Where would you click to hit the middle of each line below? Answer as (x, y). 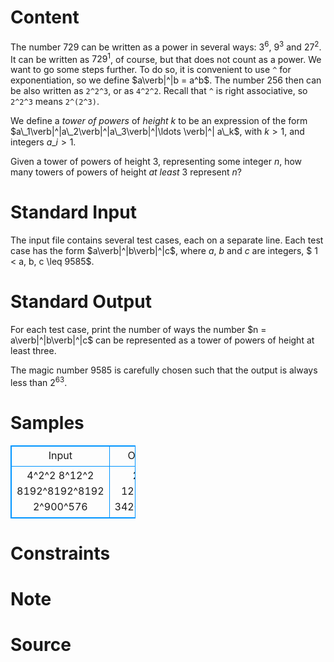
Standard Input (73, 212)
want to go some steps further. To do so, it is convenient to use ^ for (151, 70)
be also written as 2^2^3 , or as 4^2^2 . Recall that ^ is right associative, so (159, 91)
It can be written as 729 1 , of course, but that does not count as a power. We (166, 58)
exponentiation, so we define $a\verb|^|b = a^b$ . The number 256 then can (166, 80)
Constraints (60, 553)
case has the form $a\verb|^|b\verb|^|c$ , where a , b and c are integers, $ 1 (164, 251)
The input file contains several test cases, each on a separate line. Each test (167, 240)
